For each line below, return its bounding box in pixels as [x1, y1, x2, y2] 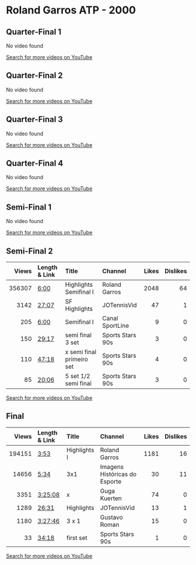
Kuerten [100, 494, 123, 502]
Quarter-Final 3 [6, 115, 63, 125]
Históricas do [100, 470, 137, 478]
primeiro [65, 355, 89, 364]
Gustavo [100, 513, 124, 521]
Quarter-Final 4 [6, 159, 64, 169]
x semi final [65, 348, 97, 356]
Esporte [100, 477, 122, 485]
